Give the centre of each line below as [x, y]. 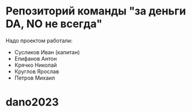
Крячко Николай [36, 65]
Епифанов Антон [36, 58]
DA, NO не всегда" [54, 24]
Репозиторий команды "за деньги [96, 11]
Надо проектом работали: [39, 40]
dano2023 [32, 102]
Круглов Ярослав [37, 71]
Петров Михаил [35, 78]
